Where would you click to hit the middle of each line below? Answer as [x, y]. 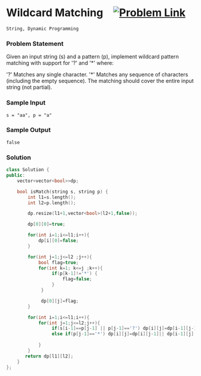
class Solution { [28, 170]
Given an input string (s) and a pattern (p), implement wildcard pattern [93, 57]
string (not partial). [29, 87]
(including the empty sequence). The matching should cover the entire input [100, 81]
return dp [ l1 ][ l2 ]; [49, 356]
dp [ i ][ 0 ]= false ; [58, 241]
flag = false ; [77, 279]
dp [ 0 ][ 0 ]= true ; [47, 224]
